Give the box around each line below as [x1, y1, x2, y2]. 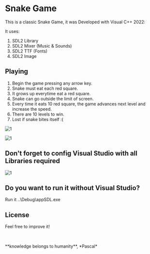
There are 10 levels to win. [12, 111, 64, 117]
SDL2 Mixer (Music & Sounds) [12, 43, 72, 49]
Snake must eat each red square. [12, 85, 78, 91]
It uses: [5, 28, 20, 34]
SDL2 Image [12, 53, 37, 59]
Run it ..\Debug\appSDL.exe [5, 197, 60, 203]
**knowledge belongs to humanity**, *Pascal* [5, 243, 98, 249]
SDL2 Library [12, 37, 39, 44]
